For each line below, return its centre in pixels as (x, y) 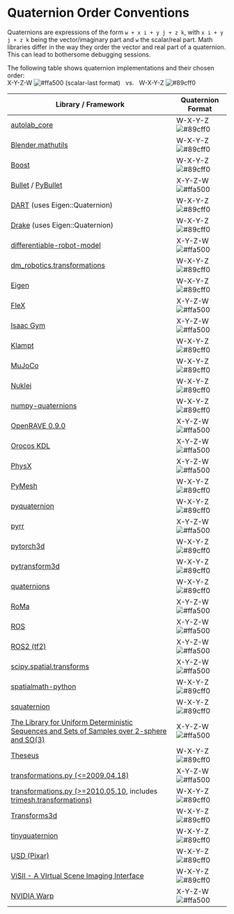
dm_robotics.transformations (58, 265)
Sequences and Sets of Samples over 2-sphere (89, 731)
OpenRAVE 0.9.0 (38, 426)
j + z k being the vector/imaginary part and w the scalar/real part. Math (110, 39)
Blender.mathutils (39, 144)
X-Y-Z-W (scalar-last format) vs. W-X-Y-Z (86, 82)
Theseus (25, 755)
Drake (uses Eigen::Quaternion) (62, 225)
